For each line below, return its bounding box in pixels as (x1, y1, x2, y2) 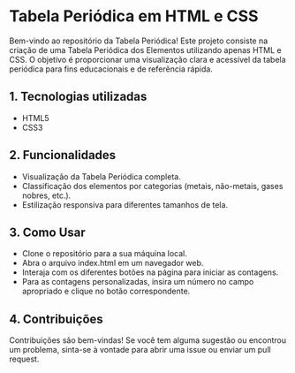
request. (9, 354, 40, 364)
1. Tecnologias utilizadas (9, 89, 147, 104)
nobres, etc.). (21, 190, 72, 201)
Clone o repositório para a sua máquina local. (21, 248, 187, 259)
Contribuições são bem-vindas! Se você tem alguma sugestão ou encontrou (9, 335, 287, 346)
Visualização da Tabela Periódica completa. (21, 171, 181, 182)
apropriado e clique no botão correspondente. (21, 285, 191, 297)
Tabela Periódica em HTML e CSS (9, 6, 259, 27)
